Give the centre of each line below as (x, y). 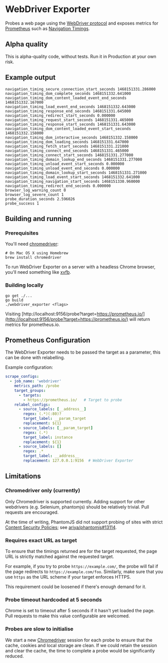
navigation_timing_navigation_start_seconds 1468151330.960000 (73, 181)
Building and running (38, 219)
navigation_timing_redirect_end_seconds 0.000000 (58, 186)
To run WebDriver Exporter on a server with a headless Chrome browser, (80, 267)
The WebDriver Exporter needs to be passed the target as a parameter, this (83, 352)
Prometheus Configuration (48, 340)
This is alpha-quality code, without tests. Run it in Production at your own (81, 56)
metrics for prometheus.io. (33, 324)
